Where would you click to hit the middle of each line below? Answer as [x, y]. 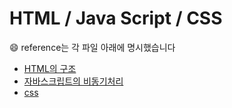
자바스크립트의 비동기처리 [73, 81]
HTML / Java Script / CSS [116, 18]
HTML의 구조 [50, 68]
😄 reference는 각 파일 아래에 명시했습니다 [92, 47]
